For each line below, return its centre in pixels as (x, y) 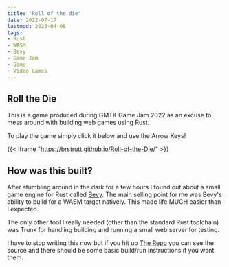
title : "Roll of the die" (44, 13)
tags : (15, 33)
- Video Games (28, 71)
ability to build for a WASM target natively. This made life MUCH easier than (114, 202)
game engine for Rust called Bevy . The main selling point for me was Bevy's (115, 195)
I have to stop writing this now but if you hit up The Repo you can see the (111, 243)
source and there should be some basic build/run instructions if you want (111, 251)
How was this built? (50, 171)
